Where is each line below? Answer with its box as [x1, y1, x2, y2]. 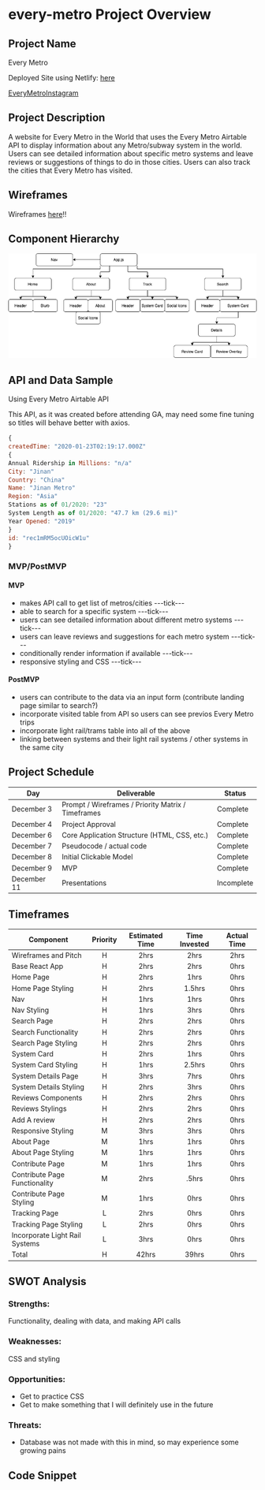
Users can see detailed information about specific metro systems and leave [8, 148, 254, 158]
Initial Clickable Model [62, 852, 133, 862]
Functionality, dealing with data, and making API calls [8, 1317, 181, 1326]
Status [224, 788, 247, 798]
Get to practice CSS [19, 1391, 84, 1401]
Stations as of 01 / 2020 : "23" [8, 501, 108, 509]
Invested [180, 939, 210, 948]
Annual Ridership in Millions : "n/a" [8, 459, 132, 467]
